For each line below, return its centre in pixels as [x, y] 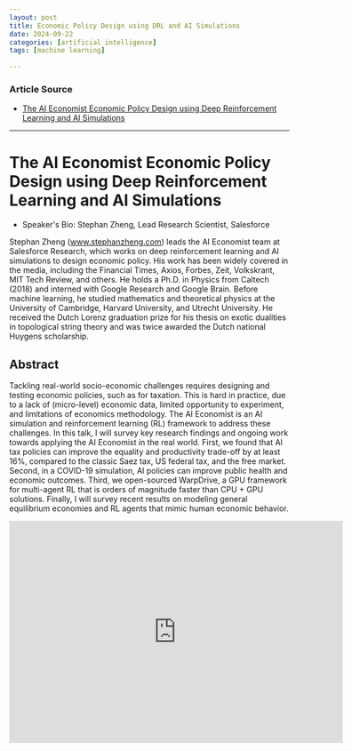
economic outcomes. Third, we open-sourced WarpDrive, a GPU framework [148, 480]
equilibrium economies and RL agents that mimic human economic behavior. [149, 508]
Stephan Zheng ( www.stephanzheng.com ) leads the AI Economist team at [144, 242]
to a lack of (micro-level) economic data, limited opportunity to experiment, [147, 404]
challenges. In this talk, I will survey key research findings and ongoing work [149, 433]
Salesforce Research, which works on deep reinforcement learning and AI [144, 252]
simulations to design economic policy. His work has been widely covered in [149, 261]
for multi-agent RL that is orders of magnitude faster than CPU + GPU [136, 490]
